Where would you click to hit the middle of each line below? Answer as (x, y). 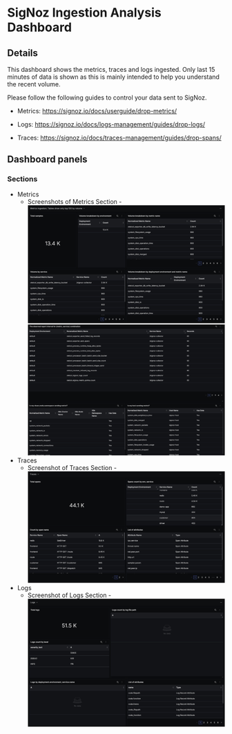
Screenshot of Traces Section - (72, 467)
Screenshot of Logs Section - (69, 595)
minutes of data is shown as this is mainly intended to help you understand (113, 77)
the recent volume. (34, 84)
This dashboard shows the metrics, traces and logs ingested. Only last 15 (111, 69)
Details (22, 53)
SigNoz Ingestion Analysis (84, 13)
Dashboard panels (47, 159)
